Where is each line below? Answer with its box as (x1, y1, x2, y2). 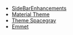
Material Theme (11, 11, 50, 18)
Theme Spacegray (11, 17, 57, 24)
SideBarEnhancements (11, 5, 67, 11)
